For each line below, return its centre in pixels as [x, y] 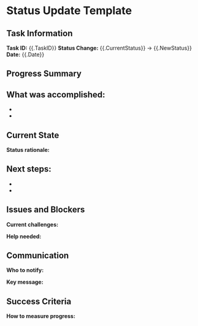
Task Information [40, 33]
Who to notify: [25, 270]
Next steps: [29, 169]
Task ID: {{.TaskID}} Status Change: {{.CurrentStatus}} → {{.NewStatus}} [99, 48]
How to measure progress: [41, 316]
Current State [33, 135]
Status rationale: [28, 150]
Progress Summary [44, 74]
